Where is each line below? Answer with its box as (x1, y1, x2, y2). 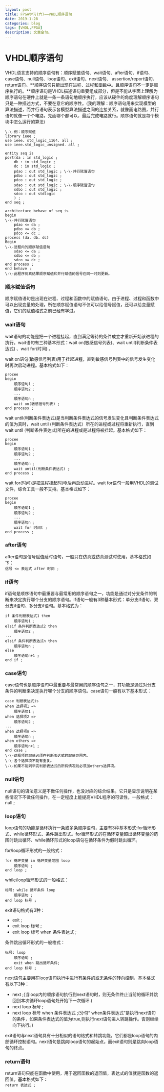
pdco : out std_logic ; (14, 177, 62, 182)
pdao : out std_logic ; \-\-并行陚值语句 (14, 169, 95, 174)
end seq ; (5, 199, 25, 205)
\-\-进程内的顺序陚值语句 (5, 245, 50, 249)
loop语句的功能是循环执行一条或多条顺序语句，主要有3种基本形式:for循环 (5, 825, 152, 831)
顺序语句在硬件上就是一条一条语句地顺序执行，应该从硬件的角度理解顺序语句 (5, 94, 159, 100)
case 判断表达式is (5, 699, 39, 704)
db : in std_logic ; (14, 159, 56, 164)
